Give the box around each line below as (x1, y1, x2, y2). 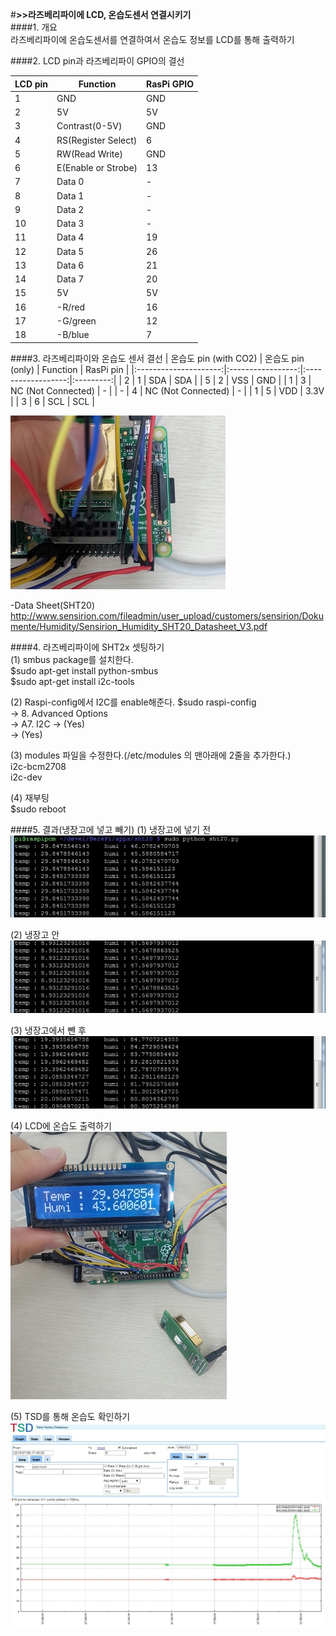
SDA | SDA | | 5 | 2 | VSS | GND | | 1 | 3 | (148, 374, 312, 386)
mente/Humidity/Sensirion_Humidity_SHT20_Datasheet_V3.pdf (10, 620, 268, 632)
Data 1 (56, 189, 85, 202)
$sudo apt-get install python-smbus (10, 664, 159, 677)
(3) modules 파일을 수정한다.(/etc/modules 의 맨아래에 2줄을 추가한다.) (10, 749, 292, 761)
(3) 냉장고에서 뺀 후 (10, 1024, 87, 1036)
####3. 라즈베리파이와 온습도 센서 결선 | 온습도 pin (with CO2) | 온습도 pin (10, 352, 305, 364)
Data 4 (56, 231, 85, 243)
